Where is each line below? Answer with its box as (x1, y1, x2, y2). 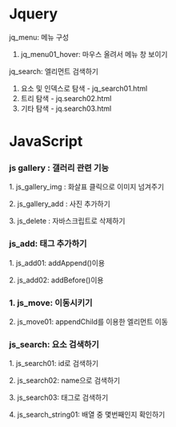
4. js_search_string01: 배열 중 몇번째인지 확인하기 (9, 410, 166, 420)
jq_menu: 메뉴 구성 (9, 32, 70, 42)
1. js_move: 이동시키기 (9, 297, 93, 308)
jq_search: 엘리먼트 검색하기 (9, 66, 99, 76)
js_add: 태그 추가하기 (9, 238, 87, 250)
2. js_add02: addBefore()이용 (9, 274, 104, 285)
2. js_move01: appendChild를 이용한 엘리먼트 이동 (9, 317, 169, 327)
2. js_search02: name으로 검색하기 (9, 376, 121, 385)
